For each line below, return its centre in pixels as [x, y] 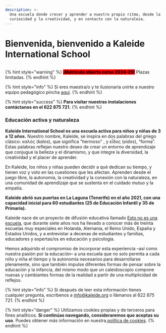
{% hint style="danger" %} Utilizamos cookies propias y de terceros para [80, 310]
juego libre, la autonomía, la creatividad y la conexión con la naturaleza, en [81, 177]
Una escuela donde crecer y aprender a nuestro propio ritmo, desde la [85, 14]
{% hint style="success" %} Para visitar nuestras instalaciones [71, 102]
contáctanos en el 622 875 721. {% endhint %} [54, 107]
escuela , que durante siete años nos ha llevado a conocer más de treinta [79, 223]
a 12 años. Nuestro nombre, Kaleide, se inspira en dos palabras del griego [81, 136]
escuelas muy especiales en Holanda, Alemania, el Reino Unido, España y [81, 228]
